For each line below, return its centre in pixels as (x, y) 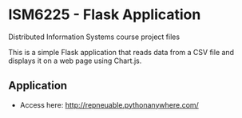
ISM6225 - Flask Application (105, 15)
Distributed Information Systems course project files (94, 37)
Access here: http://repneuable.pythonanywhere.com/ (109, 104)
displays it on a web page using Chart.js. (75, 61)
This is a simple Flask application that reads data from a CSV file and (121, 52)
